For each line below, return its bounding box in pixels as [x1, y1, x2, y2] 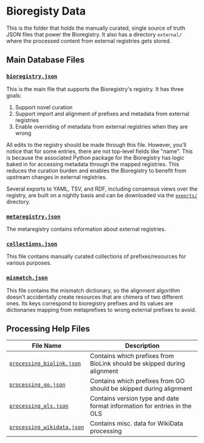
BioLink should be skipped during [90, 359, 185, 368]
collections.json [6, 240, 58, 247]
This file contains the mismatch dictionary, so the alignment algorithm [6, 286, 180, 294]
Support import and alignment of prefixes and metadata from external [15, 110, 189, 117]
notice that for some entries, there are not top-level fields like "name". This [6, 147, 193, 155]
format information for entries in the [90, 402, 192, 410]
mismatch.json [6, 274, 48, 282]
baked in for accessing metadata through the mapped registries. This [6, 160, 180, 167]
